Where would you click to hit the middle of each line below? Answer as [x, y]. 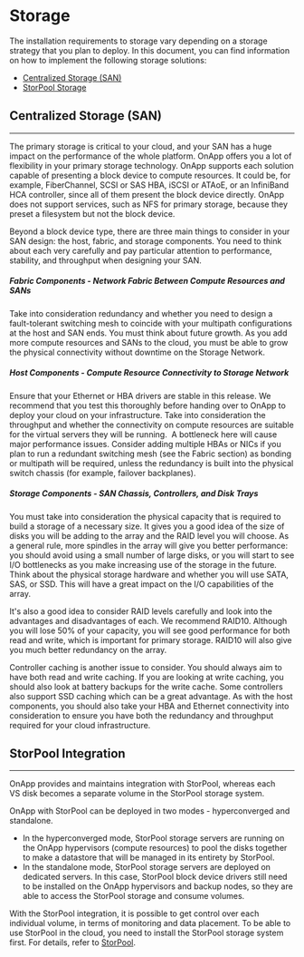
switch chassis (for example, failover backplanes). [103, 473]
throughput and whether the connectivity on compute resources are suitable [152, 425]
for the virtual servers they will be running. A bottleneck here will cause [143, 434]
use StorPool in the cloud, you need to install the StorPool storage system [147, 933]
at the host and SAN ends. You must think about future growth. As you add [148, 333]
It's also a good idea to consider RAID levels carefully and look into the [141, 611]
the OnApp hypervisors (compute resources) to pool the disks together [155, 848]
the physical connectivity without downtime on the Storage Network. [137, 352]
